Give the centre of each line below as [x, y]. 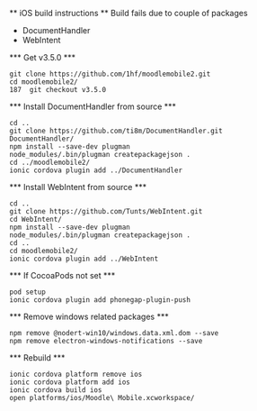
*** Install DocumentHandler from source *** [93, 106]
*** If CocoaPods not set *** [62, 275]
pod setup [28, 292]
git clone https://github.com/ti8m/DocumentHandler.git [116, 131]
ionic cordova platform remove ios [76, 374]
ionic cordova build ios [56, 390]
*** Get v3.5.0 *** [43, 57]
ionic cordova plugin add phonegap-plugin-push [100, 300]
